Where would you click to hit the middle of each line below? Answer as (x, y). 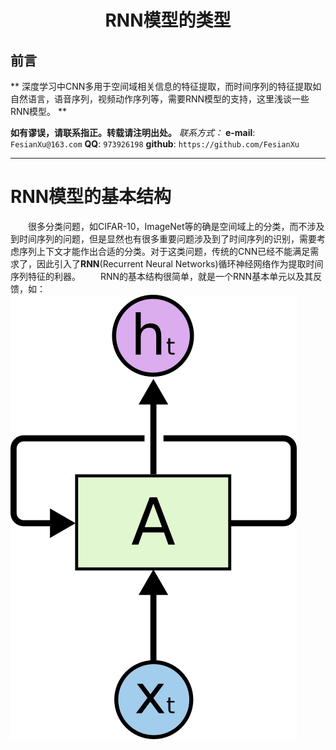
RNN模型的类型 (168, 20)
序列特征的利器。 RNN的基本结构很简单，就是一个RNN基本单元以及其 (162, 276)
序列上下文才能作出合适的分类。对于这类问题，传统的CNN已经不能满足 (164, 251)
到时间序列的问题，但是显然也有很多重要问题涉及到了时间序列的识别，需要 (163, 238)
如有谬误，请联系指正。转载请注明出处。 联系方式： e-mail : (133, 132)
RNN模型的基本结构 (91, 197)
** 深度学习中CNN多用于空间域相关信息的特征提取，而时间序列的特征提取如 (166, 86)
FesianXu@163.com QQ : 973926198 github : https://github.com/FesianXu (155, 144)
